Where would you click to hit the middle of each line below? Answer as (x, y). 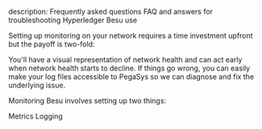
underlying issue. (37, 85)
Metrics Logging (35, 116)
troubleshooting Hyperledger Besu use (73, 20)
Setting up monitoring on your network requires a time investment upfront (131, 36)
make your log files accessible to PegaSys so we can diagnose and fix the (131, 77)
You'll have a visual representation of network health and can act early (125, 60)
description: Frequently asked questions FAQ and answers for (111, 12)
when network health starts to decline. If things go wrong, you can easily (129, 68)
